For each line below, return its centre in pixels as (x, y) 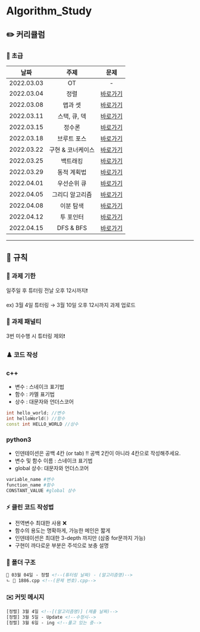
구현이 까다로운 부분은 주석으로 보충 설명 (62, 545)
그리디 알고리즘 (72, 194)
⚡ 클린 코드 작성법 (30, 507)
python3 (19, 439)
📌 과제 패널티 (24, 322)
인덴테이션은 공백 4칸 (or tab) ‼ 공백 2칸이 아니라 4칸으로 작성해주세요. (98, 453)
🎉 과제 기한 (21, 276)
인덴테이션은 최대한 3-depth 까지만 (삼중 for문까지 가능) (80, 538)
